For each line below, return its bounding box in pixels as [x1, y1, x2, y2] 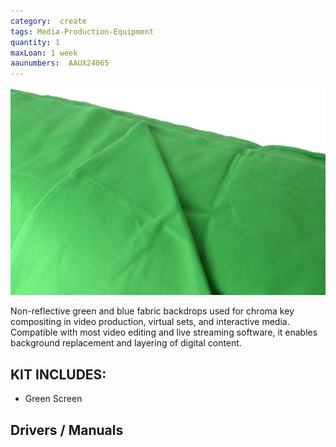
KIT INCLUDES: [10, 366, 107, 383]
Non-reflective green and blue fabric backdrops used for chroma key [10, 305, 295, 317]
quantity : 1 [10, 37, 60, 47]
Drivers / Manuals [10, 421, 124, 439]
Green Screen [24, 393, 83, 405]
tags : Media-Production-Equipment [10, 26, 155, 37]
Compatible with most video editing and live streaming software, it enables [10, 326, 318, 339]
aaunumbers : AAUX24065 [10, 58, 110, 69]
